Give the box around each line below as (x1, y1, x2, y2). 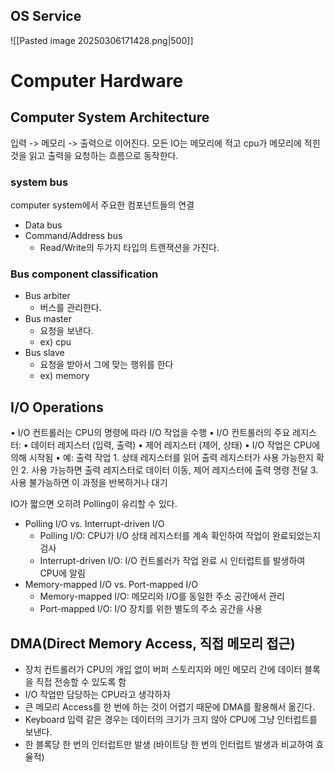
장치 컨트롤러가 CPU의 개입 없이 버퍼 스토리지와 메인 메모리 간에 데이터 (24, 664, 303, 676)
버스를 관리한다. (39, 302, 102, 314)
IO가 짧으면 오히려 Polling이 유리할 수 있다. (10, 498, 178, 510)
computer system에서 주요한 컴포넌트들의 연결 (10, 199, 195, 211)
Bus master (24, 313, 72, 325)
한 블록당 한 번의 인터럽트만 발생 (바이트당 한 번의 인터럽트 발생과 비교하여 (24, 739, 314, 751)
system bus (10, 175, 69, 189)
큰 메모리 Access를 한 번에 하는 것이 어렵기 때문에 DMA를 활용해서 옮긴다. (24, 701, 316, 713)
